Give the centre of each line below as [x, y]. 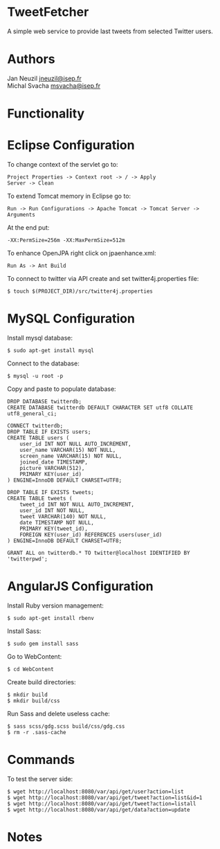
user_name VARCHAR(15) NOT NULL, [68, 450]
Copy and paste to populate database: [62, 389]
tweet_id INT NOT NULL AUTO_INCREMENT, [77, 504]
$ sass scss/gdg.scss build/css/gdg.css [66, 726]
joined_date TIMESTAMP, [54, 462]
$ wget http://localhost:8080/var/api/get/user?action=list [96, 792]
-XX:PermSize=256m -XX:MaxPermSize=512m [66, 240]
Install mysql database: [40, 338]
